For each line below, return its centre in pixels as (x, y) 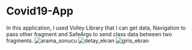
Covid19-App (40, 11)
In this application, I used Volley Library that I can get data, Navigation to (96, 28)
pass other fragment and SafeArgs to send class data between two (89, 34)
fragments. (20, 40)
